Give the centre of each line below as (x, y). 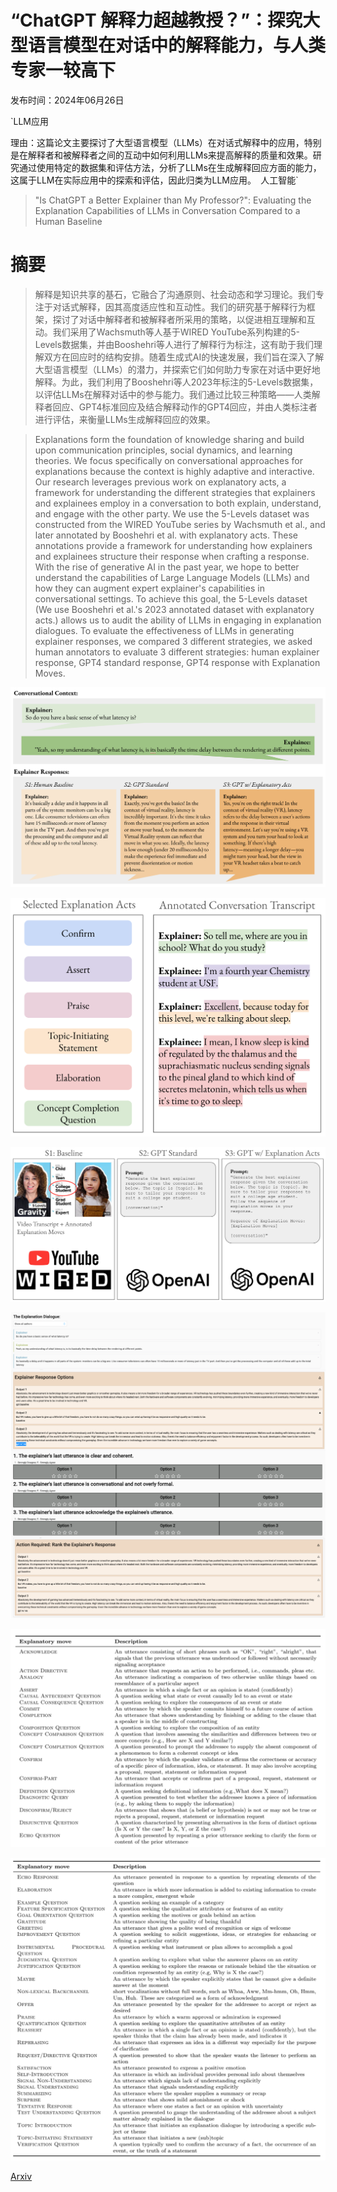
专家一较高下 (63, 70)
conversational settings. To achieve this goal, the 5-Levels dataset (171, 598)
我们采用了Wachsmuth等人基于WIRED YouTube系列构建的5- (176, 332)
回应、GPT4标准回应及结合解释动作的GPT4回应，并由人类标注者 (185, 407)
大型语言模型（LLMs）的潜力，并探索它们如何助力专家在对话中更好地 (177, 369)
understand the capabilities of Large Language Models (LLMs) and (172, 577)
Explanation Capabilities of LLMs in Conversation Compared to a (167, 210)
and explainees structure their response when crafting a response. (172, 556)
